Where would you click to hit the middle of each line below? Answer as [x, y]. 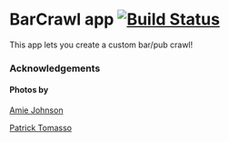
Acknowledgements [55, 68]
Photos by [29, 90]
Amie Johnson [36, 110]
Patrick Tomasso [41, 128]
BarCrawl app [62, 20]
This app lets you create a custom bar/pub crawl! [101, 45]
